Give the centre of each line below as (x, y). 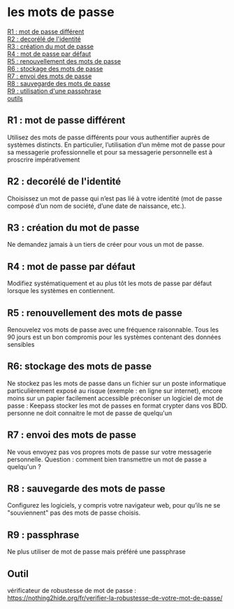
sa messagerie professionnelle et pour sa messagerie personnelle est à (110, 152)
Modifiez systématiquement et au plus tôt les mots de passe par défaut (110, 283)
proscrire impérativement (44, 159)
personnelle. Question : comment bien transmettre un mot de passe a (107, 459)
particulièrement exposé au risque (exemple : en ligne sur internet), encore (115, 391)
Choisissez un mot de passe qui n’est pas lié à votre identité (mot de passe (115, 198)
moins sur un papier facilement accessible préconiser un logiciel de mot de (115, 398)
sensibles (21, 344)
